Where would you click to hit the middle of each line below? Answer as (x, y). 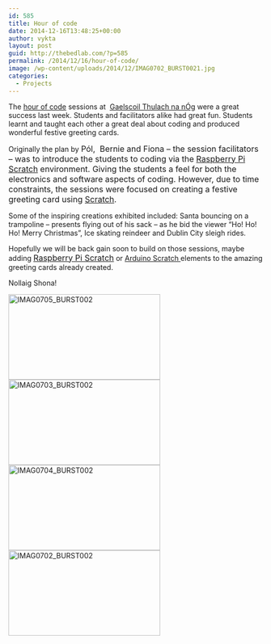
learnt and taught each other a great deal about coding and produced (124, 124)
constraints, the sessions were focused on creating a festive (123, 189)
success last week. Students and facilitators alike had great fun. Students (131, 115)
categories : (28, 76)
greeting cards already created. (61, 267)
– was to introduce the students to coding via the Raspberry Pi (127, 158)
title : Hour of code (43, 23)
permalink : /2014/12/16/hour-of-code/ (74, 61)
